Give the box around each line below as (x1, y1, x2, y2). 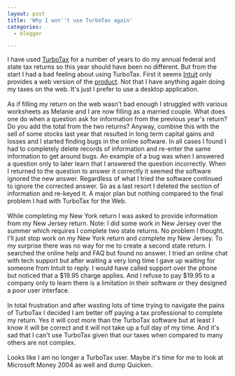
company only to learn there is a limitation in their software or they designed (7, 278, 227, 288)
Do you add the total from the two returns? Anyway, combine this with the (7, 122, 220, 130)
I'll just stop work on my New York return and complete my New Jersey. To (7, 234, 222, 243)
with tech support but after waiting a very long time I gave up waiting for (7, 257, 215, 265)
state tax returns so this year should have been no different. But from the (7, 62, 217, 71)
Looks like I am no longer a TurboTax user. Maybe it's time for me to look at (7, 354, 224, 362)
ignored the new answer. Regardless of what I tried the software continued (7, 175, 222, 183)
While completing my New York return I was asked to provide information (7, 212, 218, 220)
